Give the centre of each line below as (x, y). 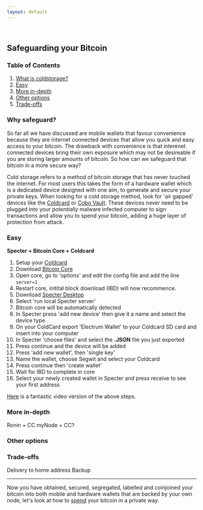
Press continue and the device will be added (70, 346)
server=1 (27, 282)
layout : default (27, 12)
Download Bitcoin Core (44, 269)
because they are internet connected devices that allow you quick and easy (101, 139)
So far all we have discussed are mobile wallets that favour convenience (96, 133)
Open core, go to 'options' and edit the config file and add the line (97, 275)
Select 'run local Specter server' (55, 301)
